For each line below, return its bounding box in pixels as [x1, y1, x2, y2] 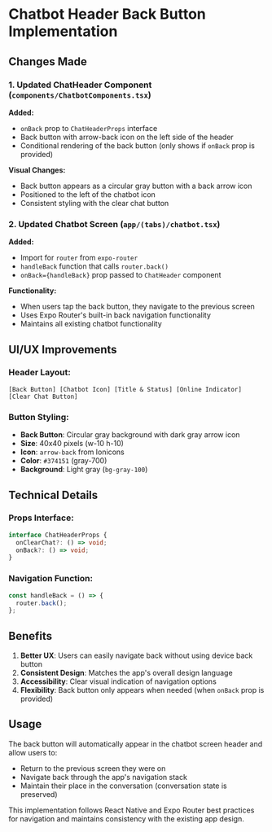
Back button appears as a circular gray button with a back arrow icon [20, 181, 252, 190]
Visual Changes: [8, 164, 66, 175]
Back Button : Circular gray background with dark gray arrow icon [20, 430, 240, 440]
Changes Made [8, 55, 87, 68]
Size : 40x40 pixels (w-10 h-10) [20, 439, 125, 449]
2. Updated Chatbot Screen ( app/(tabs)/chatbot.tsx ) [8, 218, 221, 230]
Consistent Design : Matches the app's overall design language [20, 668, 234, 678]
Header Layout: [8, 367, 71, 379]
